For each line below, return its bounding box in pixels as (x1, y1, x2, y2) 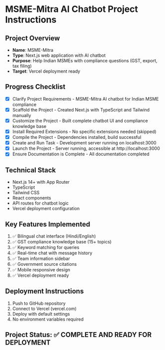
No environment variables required (12, 316, 84, 322)
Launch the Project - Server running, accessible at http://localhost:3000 (12, 145, 160, 151)
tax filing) (12, 63, 32, 69)
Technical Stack (5, 166, 56, 174)
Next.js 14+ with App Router (12, 179, 70, 185)
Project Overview (5, 34, 60, 42)
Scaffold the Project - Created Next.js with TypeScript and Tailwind (12, 107, 150, 113)
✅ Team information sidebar (12, 255, 71, 261)
